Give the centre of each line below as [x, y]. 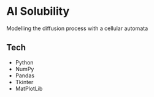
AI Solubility [38, 11]
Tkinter [24, 82]
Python [24, 62]
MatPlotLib [29, 88]
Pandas [25, 76]
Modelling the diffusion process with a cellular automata [77, 28]
